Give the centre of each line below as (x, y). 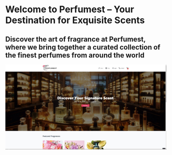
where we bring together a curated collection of (83, 47)
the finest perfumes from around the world (75, 55)
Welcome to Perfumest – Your (70, 9)
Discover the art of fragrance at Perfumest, (76, 39)
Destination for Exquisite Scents (75, 20)
